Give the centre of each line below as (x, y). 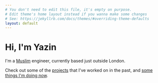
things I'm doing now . (27, 76)
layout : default (21, 23)
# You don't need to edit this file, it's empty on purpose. (69, 10)
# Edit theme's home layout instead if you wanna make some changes (76, 14)
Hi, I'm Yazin (31, 47)
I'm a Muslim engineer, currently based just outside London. (65, 61)
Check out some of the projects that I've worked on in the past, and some (79, 70)
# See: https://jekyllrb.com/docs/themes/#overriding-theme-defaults (77, 19)
